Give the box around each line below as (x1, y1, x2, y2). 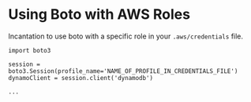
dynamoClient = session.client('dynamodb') (8, 74, 154, 82)
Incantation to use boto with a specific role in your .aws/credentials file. (8, 31, 243, 41)
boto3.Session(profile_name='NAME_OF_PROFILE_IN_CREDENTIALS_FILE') (8, 67, 238, 75)
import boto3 (8, 46, 51, 54)
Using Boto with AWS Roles (8, 5, 191, 24)
